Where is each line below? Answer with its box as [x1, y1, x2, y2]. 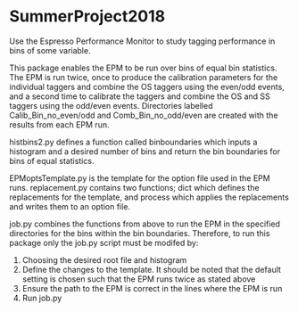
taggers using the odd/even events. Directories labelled [9, 100, 213, 111]
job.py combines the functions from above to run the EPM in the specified [9, 218, 281, 229]
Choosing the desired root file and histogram [21, 254, 187, 265]
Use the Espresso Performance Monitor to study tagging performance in [9, 36, 276, 46]
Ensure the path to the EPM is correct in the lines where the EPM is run [21, 283, 283, 293]
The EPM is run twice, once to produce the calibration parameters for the [9, 71, 278, 82]
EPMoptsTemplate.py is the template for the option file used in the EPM [9, 172, 270, 184]
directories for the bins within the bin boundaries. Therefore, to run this [9, 227, 270, 238]
